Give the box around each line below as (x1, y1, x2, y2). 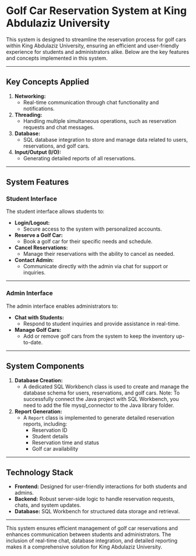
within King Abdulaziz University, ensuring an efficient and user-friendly (6, 42, 179, 49)
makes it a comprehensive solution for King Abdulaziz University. (6, 543, 162, 551)
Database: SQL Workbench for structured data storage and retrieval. (14, 508, 180, 515)
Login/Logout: (14, 219, 50, 226)
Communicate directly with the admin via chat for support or (23, 263, 169, 270)
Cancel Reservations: (14, 244, 68, 251)
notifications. (23, 105, 55, 112)
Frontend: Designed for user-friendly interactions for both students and (14, 483, 187, 490)
